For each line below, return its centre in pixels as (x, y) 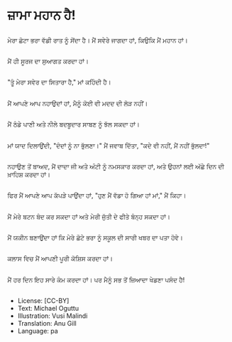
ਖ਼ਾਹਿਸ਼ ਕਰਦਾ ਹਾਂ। (29, 174)
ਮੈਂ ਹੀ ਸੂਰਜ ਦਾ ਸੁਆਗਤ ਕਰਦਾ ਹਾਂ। (48, 61)
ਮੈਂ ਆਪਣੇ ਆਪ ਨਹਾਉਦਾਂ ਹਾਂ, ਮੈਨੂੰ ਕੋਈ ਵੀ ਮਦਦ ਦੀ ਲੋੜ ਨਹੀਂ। (78, 103)
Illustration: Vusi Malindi (53, 316)
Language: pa (38, 331)
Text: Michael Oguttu (48, 309)
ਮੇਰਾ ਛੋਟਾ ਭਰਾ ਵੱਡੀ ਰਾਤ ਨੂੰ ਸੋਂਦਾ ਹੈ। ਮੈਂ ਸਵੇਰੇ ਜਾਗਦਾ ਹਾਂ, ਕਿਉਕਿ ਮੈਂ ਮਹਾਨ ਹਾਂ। (98, 40)
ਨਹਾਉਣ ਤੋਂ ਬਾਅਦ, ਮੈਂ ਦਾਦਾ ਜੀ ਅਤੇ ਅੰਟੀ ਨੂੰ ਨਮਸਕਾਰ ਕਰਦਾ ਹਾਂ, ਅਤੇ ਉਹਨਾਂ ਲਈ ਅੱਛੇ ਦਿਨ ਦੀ (116, 166)
